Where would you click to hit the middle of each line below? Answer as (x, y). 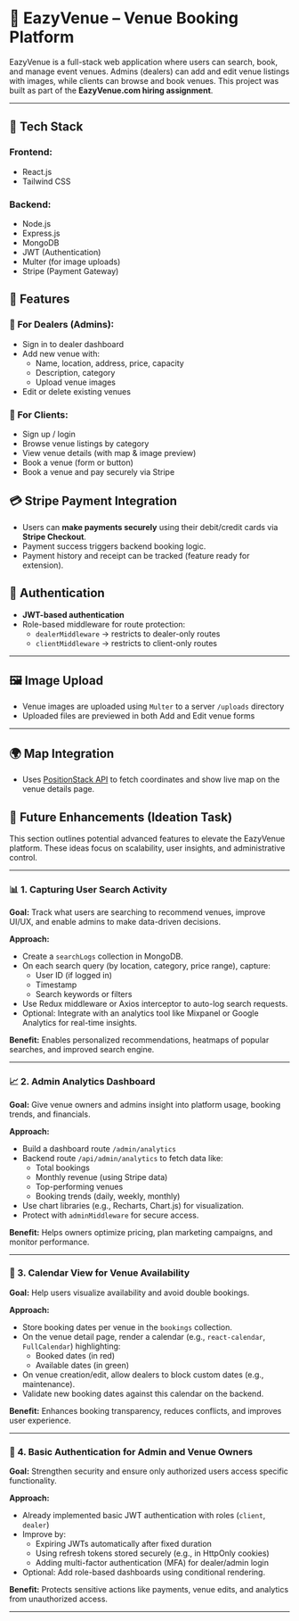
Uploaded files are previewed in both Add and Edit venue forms (138, 716)
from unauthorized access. (59, 1599)
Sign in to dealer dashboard (73, 344)
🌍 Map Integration (62, 753)
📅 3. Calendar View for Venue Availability (100, 1273)
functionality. (33, 1481)
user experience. (40, 1420)
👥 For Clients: (39, 414)
